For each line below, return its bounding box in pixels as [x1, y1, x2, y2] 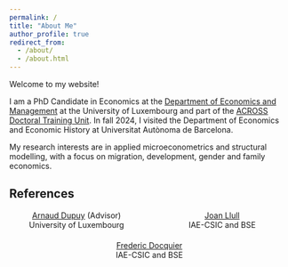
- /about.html [17, 54, 69, 63]
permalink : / [9, 12, 58, 22]
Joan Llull [204, 210, 240, 221]
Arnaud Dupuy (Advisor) [32, 210, 122, 221]
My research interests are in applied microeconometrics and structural [9, 142, 268, 152]
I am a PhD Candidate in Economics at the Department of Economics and [9, 96, 277, 107]
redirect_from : [9, 37, 66, 47]
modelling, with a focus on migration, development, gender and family [9, 151, 266, 161]
